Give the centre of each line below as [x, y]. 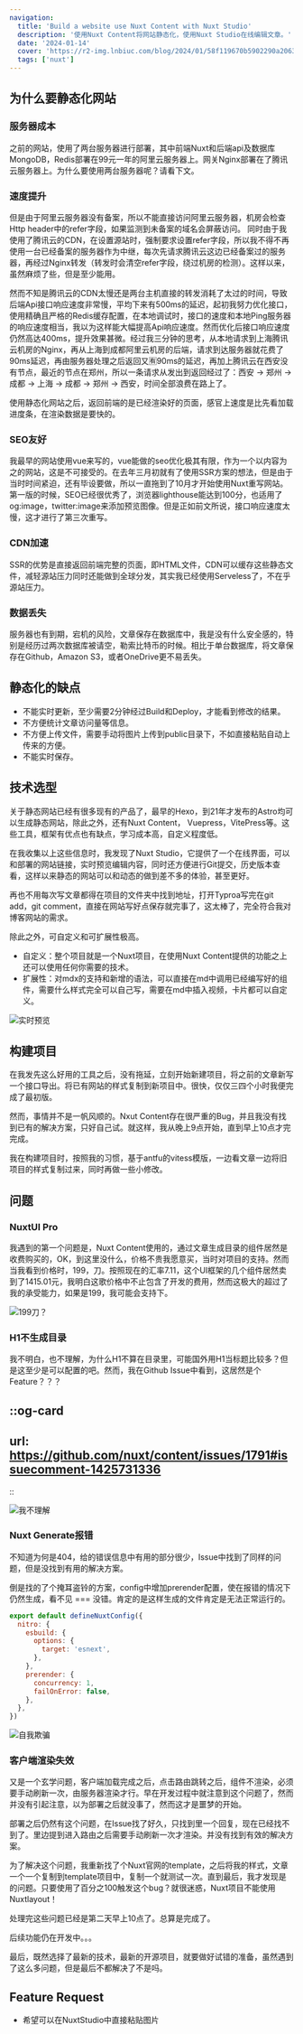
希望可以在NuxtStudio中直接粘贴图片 [91, 2020]
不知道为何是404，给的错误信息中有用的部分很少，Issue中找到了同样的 [141, 1557]
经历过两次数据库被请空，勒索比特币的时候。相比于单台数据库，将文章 [155, 645]
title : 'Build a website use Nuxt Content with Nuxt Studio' [135, 26]
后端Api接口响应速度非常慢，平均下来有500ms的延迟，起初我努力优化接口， [151, 304]
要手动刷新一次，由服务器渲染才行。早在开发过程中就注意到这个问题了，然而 [151, 1793]
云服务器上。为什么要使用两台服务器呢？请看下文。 [104, 170]
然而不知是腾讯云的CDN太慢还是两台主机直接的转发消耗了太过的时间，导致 [148, 293]
